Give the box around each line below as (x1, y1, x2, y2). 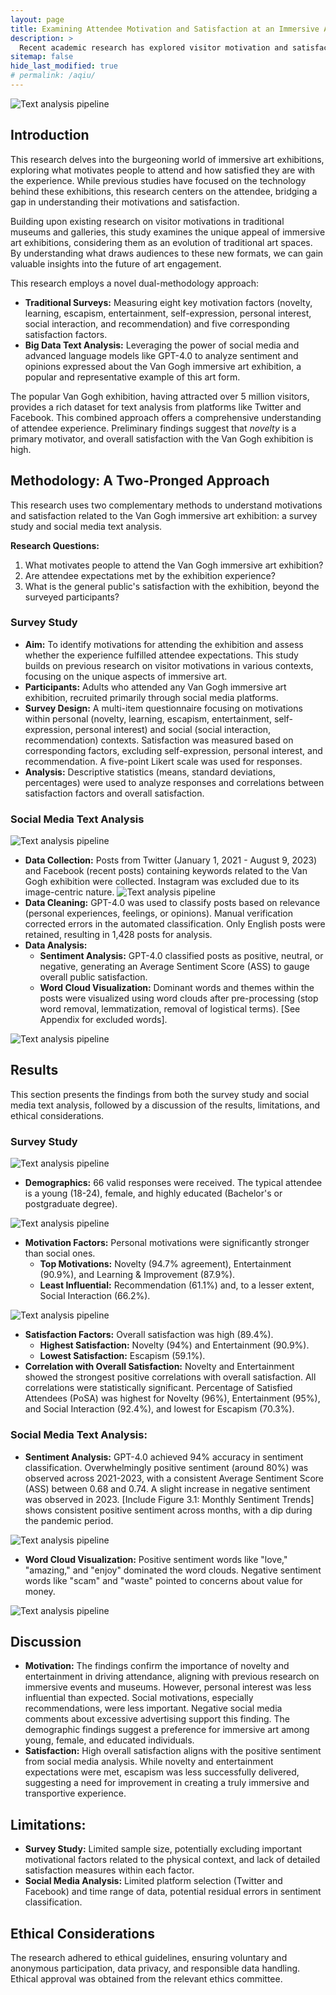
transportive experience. (24, 1787, 127, 1800)
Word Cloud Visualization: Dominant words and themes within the (39, 982, 315, 994)
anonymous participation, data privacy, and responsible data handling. (10, 1962, 301, 1974)
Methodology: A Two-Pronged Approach (10, 472, 270, 490)
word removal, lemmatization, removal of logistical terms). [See (39, 1003, 301, 1015)
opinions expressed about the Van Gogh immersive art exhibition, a (24, 360, 302, 372)
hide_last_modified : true (10, 61, 118, 71)
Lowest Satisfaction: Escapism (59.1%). (39, 1350, 206, 1362)
